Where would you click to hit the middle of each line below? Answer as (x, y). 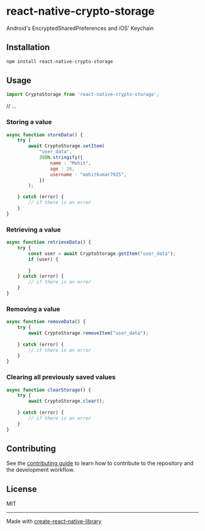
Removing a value (33, 309)
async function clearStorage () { (49, 390)
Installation (28, 47)
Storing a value (29, 122)
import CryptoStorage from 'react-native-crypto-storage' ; (83, 95)
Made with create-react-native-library (54, 521)
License (22, 489)
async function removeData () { (46, 322)
